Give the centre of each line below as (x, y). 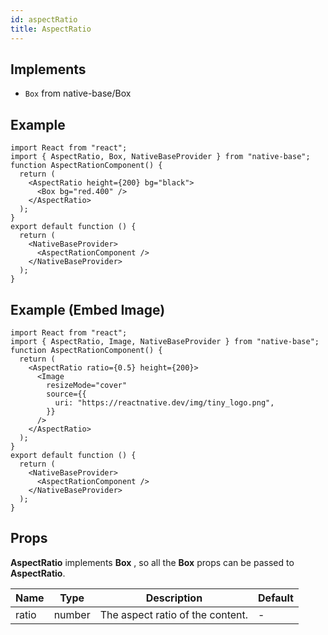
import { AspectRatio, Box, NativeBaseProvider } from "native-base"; (160, 157)
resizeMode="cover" (87, 385)
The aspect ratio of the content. (174, 614)
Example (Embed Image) (88, 309)
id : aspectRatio (44, 19)
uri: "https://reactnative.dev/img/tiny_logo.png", (164, 402)
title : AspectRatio (51, 29)
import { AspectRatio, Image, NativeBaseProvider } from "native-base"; (165, 341)
